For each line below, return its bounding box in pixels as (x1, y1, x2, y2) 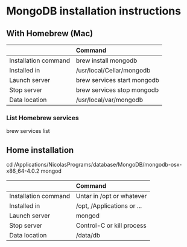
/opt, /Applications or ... (75, 202, 142, 210)
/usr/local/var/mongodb (75, 95, 144, 104)
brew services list (6, 127, 50, 135)
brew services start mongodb (75, 76, 160, 84)
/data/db (75, 231, 101, 240)
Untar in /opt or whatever (75, 192, 147, 200)
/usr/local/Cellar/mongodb (75, 66, 151, 74)
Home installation (6, 145, 74, 155)
